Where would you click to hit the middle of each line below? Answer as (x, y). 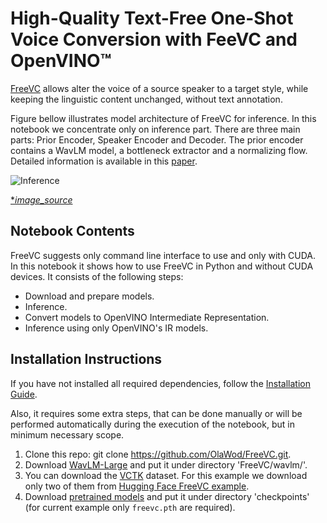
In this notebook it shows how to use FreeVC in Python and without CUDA (162, 266)
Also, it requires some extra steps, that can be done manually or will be (156, 413)
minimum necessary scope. (67, 434)
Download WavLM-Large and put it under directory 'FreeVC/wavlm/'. (166, 464)
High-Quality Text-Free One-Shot (152, 18)
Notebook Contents (72, 231)
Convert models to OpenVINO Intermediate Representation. (147, 317)
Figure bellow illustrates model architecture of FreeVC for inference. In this (163, 118)
